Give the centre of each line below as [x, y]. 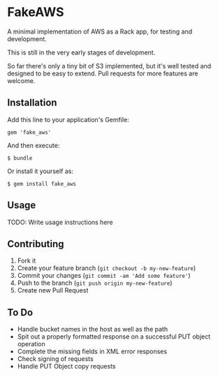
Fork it [27, 261]
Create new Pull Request [53, 290]
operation [31, 344]
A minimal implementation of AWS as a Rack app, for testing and [100, 31]
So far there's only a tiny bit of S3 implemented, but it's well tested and [109, 66]
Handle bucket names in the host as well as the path [93, 330]
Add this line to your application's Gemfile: [68, 119]
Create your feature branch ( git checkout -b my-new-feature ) [107, 268]
